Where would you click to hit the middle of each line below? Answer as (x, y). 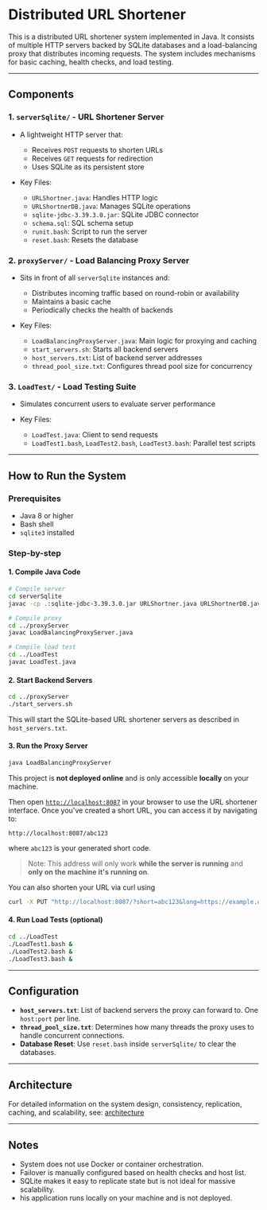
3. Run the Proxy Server (48, 746)
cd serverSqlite (35, 596)
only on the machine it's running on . (88, 871)
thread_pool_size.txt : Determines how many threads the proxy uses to (137, 1027)
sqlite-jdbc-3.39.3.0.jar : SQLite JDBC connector (115, 214)
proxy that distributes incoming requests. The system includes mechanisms (132, 53)
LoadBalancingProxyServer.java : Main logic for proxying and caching (144, 340)
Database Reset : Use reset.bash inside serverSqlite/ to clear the (128, 1044)
